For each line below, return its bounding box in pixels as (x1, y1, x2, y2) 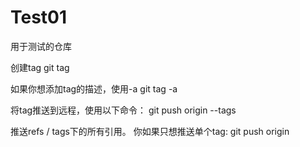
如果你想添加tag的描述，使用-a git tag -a (10, 82, 178, 95)
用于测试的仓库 (10, 40, 72, 52)
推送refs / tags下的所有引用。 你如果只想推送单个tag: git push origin (10, 125, 290, 137)
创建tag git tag (10, 61, 70, 73)
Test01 (10, 6, 68, 29)
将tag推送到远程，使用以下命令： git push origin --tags (10, 104, 237, 116)
